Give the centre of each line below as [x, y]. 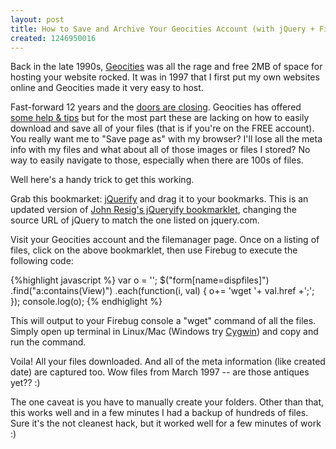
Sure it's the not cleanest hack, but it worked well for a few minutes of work [166, 423]
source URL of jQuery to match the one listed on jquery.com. [135, 220]
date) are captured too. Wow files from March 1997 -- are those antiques [160, 372]
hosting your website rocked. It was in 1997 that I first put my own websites [165, 77]
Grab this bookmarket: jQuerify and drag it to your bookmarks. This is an [159, 199]
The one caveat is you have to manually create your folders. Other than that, [167, 402]
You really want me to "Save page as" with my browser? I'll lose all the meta [166, 139]
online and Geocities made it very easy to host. [107, 88]
